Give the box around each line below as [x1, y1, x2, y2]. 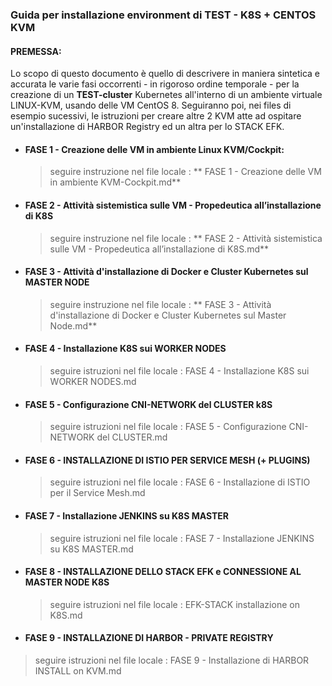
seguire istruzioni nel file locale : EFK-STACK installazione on [49, 598, 300, 610]
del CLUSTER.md [96, 431, 168, 443]
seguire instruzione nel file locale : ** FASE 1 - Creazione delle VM [49, 166, 322, 178]
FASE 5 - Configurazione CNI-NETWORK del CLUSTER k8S [24, 398, 273, 410]
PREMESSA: [10, 45, 62, 57]
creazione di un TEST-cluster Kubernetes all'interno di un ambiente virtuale [10, 89, 323, 101]
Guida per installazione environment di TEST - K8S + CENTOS [10, 8, 317, 22]
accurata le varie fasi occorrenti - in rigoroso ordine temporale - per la [10, 78, 300, 90]
